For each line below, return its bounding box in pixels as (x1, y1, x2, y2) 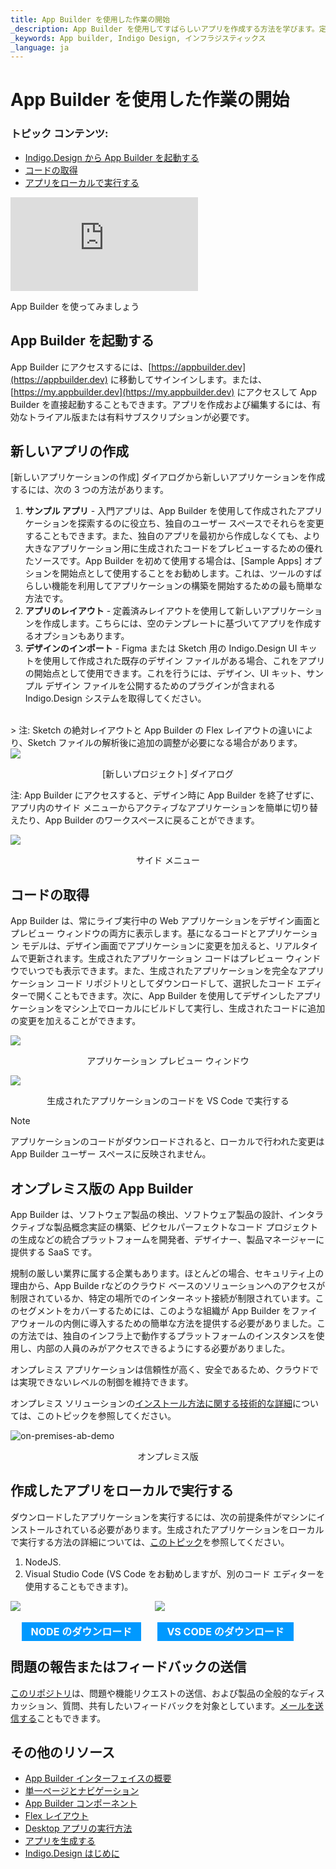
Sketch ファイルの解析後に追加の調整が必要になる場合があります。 (27, 737, 303, 749)
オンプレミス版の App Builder (10, 1180, 194, 1197)
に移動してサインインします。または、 (109, 373, 267, 385)
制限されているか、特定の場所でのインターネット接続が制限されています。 (10, 1292, 316, 1304)
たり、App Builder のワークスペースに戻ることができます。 (18, 814, 260, 826)
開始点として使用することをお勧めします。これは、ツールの (59, 567, 305, 580)
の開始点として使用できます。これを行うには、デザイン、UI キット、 (24, 667, 307, 680)
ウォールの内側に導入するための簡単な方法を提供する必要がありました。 (18, 1317, 317, 1329)
